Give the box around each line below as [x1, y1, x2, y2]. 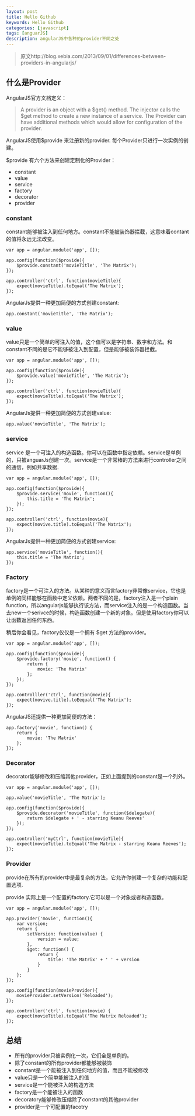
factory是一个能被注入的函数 [14, 1088, 83, 1096]
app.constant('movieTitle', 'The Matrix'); [6, 311, 114, 317]
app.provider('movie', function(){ [6, 916, 93, 921]
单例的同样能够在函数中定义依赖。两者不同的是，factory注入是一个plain [6, 594, 178, 601]
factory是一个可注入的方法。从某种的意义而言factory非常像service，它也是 [6, 587, 186, 594]
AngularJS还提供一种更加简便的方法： [6, 713, 97, 720]
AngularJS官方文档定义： [6, 94, 67, 101]
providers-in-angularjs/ [20, 59, 77, 66]
